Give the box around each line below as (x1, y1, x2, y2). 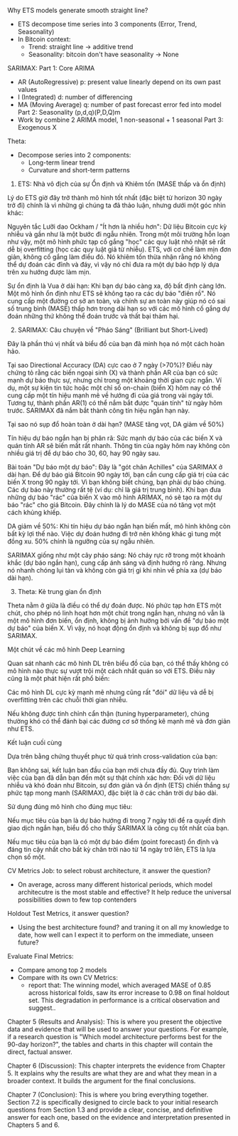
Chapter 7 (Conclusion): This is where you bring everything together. (7, 1090, 209, 1099)
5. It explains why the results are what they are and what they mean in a (7, 1069, 217, 1078)
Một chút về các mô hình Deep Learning (7, 645, 126, 654)
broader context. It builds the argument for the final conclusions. (7, 1077, 196, 1085)
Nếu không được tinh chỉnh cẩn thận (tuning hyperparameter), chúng (7, 709, 210, 718)
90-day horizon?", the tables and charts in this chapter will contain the (7, 1040, 213, 1048)
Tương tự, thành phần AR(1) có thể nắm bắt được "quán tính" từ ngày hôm (7, 399, 222, 407)
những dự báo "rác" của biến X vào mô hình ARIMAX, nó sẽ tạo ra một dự (7, 493, 222, 501)
